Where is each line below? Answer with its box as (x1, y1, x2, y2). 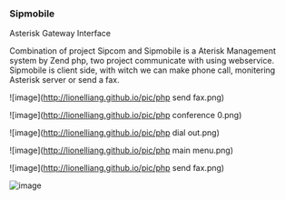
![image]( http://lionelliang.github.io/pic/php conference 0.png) (9, 110, 242, 121)
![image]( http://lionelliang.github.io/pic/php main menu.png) (9, 145, 234, 156)
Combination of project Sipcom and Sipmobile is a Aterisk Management (9, 45, 277, 56)
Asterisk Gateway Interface (9, 28, 112, 39)
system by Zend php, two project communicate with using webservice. (9, 55, 275, 66)
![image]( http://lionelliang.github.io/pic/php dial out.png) (9, 127, 221, 138)
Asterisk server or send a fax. (9, 75, 120, 85)
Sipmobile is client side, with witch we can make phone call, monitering (9, 65, 276, 75)
